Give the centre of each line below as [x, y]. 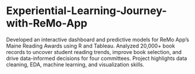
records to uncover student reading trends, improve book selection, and [94, 52]
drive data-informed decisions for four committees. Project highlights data [97, 58]
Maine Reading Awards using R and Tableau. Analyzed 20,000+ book [91, 46]
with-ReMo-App [47, 23]
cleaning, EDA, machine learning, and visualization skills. [75, 64]
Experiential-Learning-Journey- [87, 11]
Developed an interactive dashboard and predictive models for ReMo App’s [98, 39]
